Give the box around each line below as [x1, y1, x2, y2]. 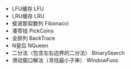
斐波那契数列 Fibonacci [11, 20, 69, 27]
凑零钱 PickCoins [11, 27, 54, 34]
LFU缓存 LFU [11, 5, 44, 12]
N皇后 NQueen [11, 42, 49, 49]
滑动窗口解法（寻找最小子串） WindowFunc [11, 57, 119, 64]
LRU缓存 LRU [11, 12, 45, 19]
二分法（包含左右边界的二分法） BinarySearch [11, 50, 125, 56]
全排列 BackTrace [11, 35, 55, 41]
